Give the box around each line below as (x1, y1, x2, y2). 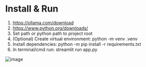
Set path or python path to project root (12, 30, 93, 36)
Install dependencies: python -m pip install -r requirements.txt (12, 41, 141, 47)
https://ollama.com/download (12, 20, 74, 26)
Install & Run (5, 3, 59, 15)
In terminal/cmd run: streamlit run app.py (12, 46, 98, 52)
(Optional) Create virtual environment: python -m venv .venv (12, 36, 138, 42)
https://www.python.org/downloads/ (12, 25, 88, 31)
